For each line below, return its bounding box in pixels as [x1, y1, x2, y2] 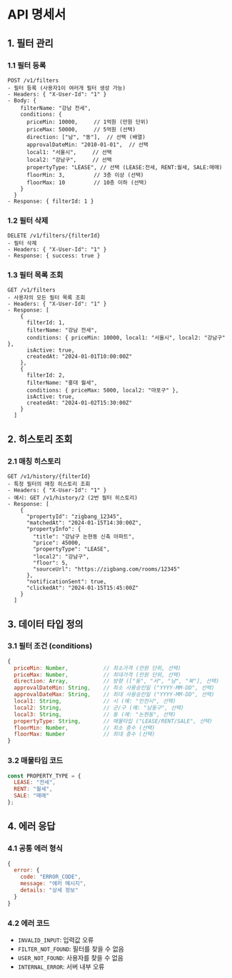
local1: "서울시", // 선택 [26, 148, 112, 156]
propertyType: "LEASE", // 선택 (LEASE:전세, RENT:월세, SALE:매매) [26, 163, 223, 171]
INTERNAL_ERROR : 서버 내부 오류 [17, 962, 105, 971]
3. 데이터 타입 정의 [7, 618, 84, 630]
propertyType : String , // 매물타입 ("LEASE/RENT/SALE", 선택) [14, 718, 213, 725]
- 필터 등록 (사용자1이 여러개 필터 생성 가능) [7, 84, 126, 91]
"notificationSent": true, [26, 579, 107, 586]
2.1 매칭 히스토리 [7, 456, 61, 466]
